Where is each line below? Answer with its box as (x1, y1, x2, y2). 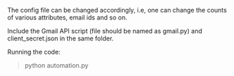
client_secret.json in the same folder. (7, 34, 114, 43)
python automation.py (24, 61, 89, 69)
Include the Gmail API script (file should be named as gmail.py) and (7, 27, 202, 35)
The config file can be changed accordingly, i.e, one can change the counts (7, 6, 227, 14)
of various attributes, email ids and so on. (7, 13, 128, 22)
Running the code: (7, 48, 61, 56)
